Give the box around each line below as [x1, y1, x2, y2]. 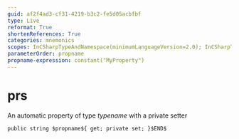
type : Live [7, 17, 40, 24]
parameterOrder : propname [7, 51, 84, 58]
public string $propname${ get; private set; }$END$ [7, 125, 167, 132]
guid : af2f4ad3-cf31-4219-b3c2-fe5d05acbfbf [7, 10, 142, 18]
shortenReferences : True [7, 30, 81, 38]
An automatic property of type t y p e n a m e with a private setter [7, 111, 188, 120]
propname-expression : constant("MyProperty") [7, 57, 144, 64]
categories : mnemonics [7, 37, 75, 44]
